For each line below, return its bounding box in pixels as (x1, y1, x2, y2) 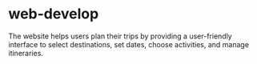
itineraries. (8, 48, 44, 58)
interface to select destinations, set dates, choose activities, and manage (8, 39, 250, 49)
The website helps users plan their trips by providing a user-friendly (8, 31, 232, 41)
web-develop (8, 5, 99, 23)
